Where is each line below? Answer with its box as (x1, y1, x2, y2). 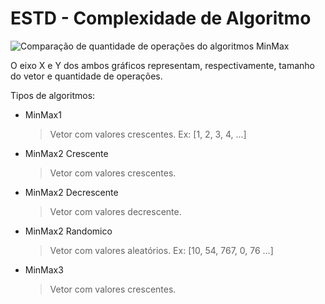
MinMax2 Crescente (24, 147, 109, 159)
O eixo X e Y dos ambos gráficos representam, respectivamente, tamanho (10, 59, 315, 71)
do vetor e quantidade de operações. (10, 70, 163, 82)
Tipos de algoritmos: (10, 89, 96, 101)
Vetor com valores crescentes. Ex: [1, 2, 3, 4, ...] (49, 128, 247, 140)
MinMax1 (24, 108, 62, 121)
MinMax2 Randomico (24, 225, 113, 237)
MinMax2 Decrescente (24, 186, 119, 198)
